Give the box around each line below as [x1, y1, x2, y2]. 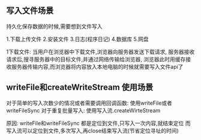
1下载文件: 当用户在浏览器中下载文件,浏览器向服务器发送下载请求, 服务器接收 [6, 48, 195, 55]
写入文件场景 [6, 5, 54, 16]
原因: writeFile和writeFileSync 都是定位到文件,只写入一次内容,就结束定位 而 [6, 119, 191, 127]
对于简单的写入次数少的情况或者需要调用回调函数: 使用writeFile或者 [6, 99, 173, 106]
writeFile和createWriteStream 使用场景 [6, 83, 154, 93]
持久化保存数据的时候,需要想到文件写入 [6, 23, 103, 30]
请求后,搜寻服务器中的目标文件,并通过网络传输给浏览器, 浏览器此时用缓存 [6, 56, 186, 63]
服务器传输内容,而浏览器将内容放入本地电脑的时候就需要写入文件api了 [11, 63, 184, 70]
